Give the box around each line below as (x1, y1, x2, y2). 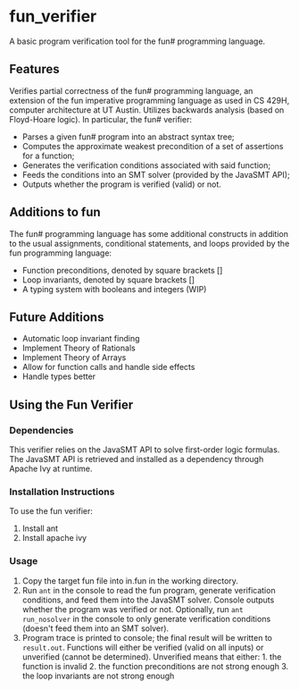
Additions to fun (9, 205, 101, 220)
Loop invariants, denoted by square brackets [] (21, 274, 195, 285)
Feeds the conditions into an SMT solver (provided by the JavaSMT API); (21, 169, 290, 180)
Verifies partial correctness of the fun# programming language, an (9, 85, 253, 96)
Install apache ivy (21, 533, 87, 543)
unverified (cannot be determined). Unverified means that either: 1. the (21, 651, 282, 662)
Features (9, 62, 60, 77)
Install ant (21, 523, 59, 534)
